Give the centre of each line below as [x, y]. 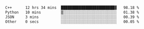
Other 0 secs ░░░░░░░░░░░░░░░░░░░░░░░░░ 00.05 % [72, 21]
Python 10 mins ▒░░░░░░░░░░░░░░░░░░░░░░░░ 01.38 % [72, 12]
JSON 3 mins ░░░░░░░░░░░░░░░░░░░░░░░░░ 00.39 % [72, 17]
